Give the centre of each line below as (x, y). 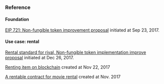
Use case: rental (22, 42)
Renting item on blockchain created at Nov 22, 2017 (58, 67)
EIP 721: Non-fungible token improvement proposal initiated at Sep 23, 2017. (82, 30)
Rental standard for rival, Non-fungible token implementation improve (76, 52)
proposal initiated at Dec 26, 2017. (40, 58)
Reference (18, 7)
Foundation (17, 19)
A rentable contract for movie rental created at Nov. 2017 (63, 77)
